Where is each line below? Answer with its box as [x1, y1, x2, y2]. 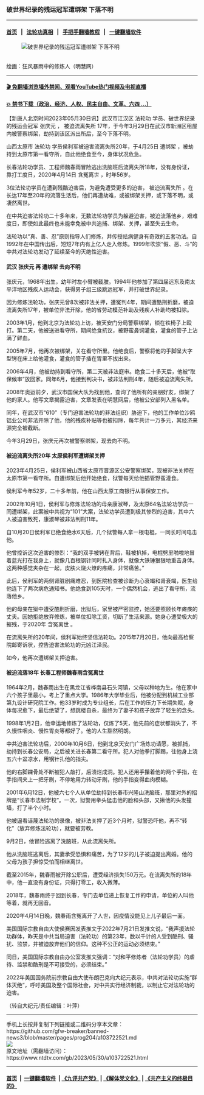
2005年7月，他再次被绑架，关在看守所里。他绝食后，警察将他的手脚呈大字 [6, 347, 193, 354]
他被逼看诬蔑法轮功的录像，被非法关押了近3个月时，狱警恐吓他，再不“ [6, 817, 182, 824]
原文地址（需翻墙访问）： [6, 1047, 68, 1054]
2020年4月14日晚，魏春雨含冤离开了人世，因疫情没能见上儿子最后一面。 [6, 912, 188, 919]
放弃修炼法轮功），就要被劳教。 [19, 824, 97, 832]
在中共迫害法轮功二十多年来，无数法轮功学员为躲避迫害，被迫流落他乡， [6, 212, 187, 220]
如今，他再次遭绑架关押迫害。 [6, 653, 81, 661]
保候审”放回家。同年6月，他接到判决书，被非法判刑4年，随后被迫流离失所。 [6, 375, 196, 382]
